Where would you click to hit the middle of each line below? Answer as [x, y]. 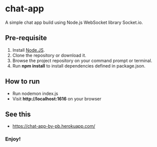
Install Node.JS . [29, 50]
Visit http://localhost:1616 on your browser [57, 99]
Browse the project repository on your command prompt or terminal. [82, 61]
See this [18, 114]
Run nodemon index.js [35, 93]
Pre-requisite [26, 38]
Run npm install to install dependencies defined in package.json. [79, 66]
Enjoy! [13, 139]
